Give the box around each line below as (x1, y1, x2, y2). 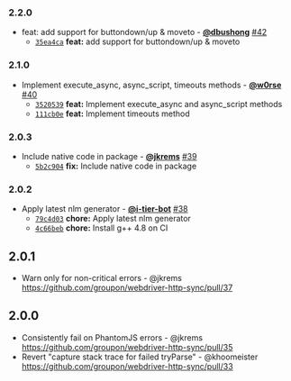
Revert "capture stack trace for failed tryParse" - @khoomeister (21, 351, 259, 362)
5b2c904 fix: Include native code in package (34, 160, 197, 171)
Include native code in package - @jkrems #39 (21, 150, 197, 161)
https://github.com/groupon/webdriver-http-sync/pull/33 (21, 360, 233, 371)
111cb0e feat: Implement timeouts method (34, 108, 190, 119)
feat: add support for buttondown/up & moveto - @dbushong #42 (21, 27, 268, 38)
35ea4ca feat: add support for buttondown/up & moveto (34, 36, 241, 47)
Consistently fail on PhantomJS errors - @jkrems (21, 331, 204, 343)
